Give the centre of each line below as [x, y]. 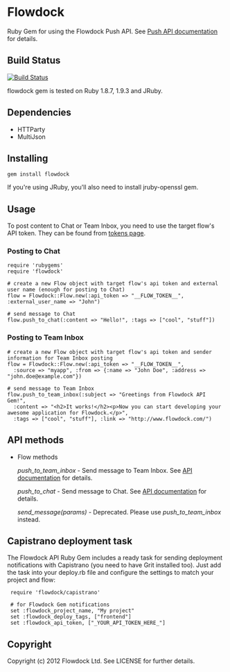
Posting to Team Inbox [46, 337]
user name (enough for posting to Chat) [67, 290]
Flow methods [37, 457]
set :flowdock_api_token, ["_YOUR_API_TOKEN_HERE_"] [88, 623]
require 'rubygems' [35, 266]
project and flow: [31, 580]
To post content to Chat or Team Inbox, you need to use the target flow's [111, 226]
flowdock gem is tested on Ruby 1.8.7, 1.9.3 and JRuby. [85, 90]
